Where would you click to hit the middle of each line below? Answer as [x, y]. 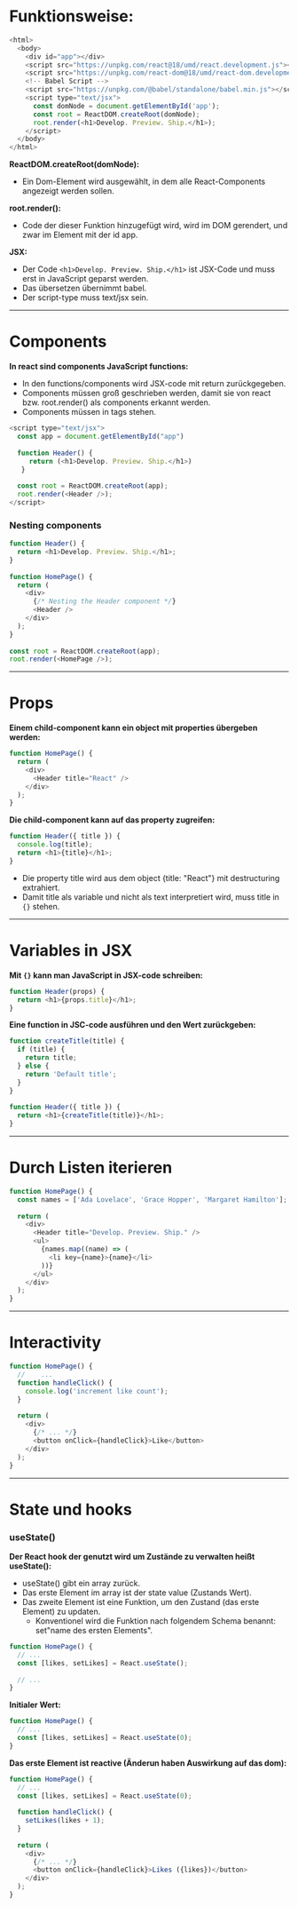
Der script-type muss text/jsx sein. [85, 298]
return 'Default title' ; [71, 1074]
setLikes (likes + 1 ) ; [65, 1821]
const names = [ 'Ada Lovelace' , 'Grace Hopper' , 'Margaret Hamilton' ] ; [153, 1200]
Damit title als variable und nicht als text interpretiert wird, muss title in [150, 897]
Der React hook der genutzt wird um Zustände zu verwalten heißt [132, 1557]
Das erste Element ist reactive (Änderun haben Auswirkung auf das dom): [148, 1763]
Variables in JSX [71, 951]
